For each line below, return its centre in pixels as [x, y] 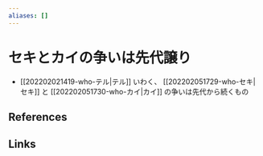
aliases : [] [28, 16]
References [38, 117]
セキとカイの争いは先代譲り [100, 58]
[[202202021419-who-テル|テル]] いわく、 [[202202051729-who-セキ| [138, 82]
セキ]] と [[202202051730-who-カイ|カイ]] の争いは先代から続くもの [134, 91]
